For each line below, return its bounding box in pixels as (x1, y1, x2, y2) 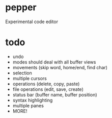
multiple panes (12, 102, 44, 109)
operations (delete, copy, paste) (12, 81, 80, 87)
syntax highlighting (12, 97, 53, 103)
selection (12, 70, 32, 76)
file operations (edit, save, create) (12, 86, 84, 92)
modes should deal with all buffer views (12, 58, 96, 65)
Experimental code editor (5, 18, 59, 25)
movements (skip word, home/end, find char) (12, 64, 108, 70)
